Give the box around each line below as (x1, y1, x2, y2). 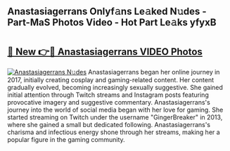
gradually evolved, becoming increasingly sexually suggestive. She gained (7, 84, 224, 91)
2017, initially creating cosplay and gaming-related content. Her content (7, 76, 215, 84)
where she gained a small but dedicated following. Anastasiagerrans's (7, 121, 211, 129)
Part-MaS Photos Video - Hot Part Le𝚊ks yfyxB (7, 17, 217, 29)
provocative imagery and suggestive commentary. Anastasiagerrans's (7, 98, 211, 106)
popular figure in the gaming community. (7, 136, 125, 143)
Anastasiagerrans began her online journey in (87, 68, 220, 76)
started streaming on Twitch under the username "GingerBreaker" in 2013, (7, 113, 223, 122)
